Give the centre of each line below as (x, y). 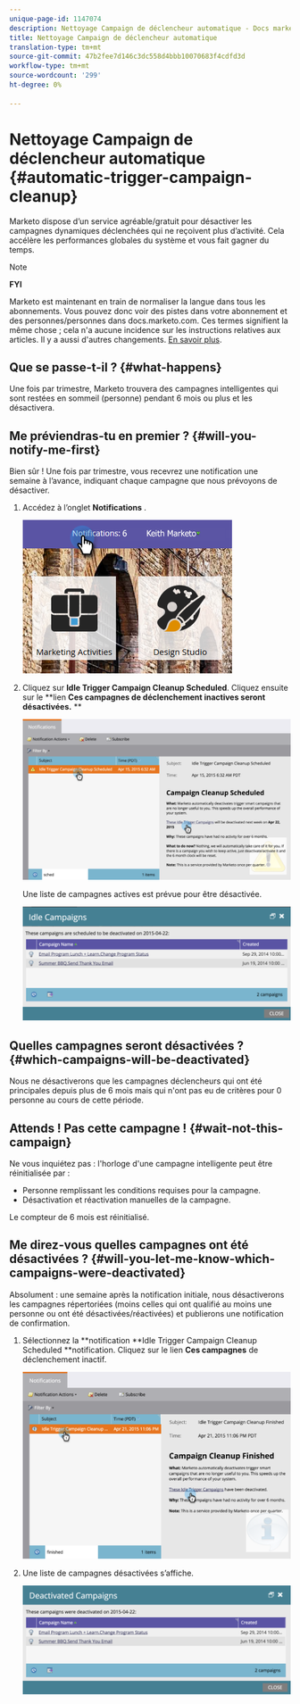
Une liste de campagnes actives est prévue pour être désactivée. (142, 894)
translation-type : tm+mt (55, 47)
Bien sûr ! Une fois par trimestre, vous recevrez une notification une (134, 471)
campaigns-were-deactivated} (97, 1273)
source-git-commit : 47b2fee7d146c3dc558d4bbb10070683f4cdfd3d (127, 57)
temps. (22, 249)
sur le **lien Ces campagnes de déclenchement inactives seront (144, 697)
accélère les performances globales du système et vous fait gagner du (139, 240)
